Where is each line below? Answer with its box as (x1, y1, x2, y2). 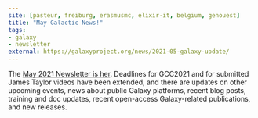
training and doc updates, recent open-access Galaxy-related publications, (8, 95, 251, 103)
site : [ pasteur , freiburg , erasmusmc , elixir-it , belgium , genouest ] (8, 11, 241, 20)
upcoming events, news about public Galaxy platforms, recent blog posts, (8, 86, 246, 95)
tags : (8, 26, 26, 34)
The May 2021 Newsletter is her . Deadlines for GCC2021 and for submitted (8, 70, 249, 78)
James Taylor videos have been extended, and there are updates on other (8, 77, 247, 87)
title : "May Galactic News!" (8, 19, 104, 27)
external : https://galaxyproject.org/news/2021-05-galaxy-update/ (8, 48, 230, 55)
